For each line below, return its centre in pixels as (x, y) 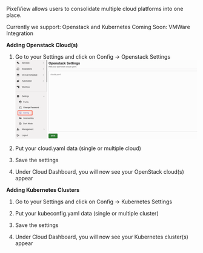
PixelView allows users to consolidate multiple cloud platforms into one (95, 9)
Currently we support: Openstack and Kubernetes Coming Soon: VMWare (98, 27)
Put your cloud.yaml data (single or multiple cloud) (78, 148)
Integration (20, 33)
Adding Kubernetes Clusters (43, 189)
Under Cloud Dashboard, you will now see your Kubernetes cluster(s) (102, 237)
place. (14, 15)
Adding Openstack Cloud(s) (42, 45)
